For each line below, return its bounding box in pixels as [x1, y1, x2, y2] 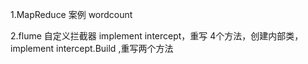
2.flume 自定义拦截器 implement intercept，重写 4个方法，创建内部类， [10, 30, 304, 42]
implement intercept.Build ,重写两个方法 [10, 43, 174, 54]
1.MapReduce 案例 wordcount [10, 9, 133, 20]
